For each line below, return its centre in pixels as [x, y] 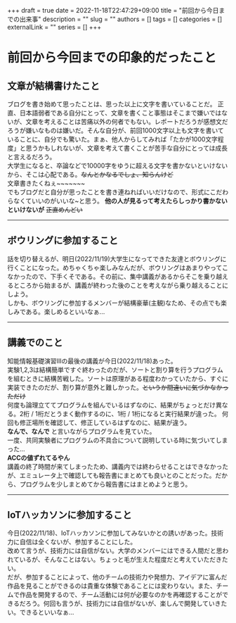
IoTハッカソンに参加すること [70, 515]
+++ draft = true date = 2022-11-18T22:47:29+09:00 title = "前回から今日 [113, 10]
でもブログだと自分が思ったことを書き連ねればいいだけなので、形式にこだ [115, 192]
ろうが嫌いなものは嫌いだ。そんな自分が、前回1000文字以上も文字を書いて [116, 130]
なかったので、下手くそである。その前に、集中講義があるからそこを [105, 276]
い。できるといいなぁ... [41, 612]
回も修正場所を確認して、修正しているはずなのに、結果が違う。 [99, 422]
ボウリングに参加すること [63, 240]
